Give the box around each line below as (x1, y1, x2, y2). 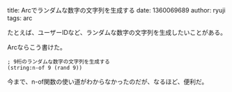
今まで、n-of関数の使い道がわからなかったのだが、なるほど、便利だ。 (7, 77, 208, 86)
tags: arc (7, 14, 33, 22)
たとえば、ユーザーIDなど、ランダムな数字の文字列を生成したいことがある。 (7, 29, 226, 36)
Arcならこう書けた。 (7, 43, 66, 51)
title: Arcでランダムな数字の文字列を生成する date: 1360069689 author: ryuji (7, 6, 226, 14)
